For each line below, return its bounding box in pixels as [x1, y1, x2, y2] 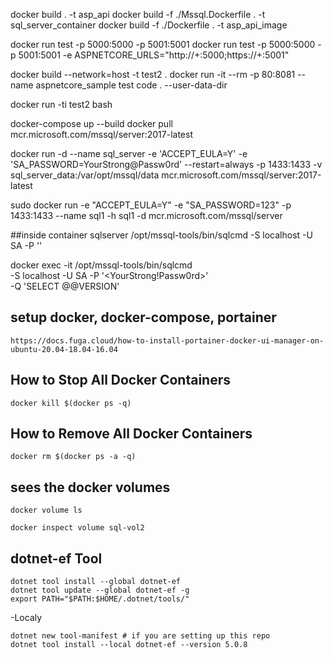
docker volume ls [10, 505, 83, 516]
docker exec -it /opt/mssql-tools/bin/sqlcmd [10, 259, 193, 271]
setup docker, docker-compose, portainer [10, 309, 277, 326]
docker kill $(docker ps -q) [10, 398, 132, 408]
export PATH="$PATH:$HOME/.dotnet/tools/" [10, 594, 190, 604]
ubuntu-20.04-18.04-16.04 [10, 344, 118, 354]
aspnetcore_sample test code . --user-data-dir [35, 79, 228, 91]
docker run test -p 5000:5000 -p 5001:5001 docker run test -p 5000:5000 [10, 39, 316, 50]
